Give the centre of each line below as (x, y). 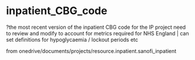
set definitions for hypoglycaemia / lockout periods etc (72, 39)
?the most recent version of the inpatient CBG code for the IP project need (96, 27)
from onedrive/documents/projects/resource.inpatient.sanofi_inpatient (91, 51)
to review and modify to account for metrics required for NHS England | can (97, 33)
